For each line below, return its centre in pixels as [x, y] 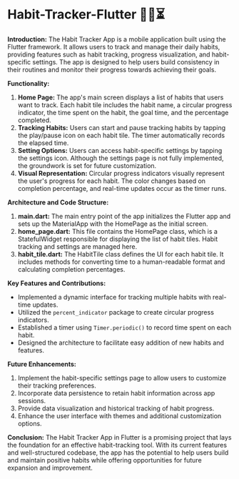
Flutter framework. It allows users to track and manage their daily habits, [114, 46]
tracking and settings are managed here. [77, 246]
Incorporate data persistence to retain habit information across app [116, 393]
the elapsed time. [43, 143]
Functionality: [29, 83]
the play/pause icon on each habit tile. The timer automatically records [121, 135]
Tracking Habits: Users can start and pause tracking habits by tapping [122, 127]
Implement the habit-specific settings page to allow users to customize [122, 377]
